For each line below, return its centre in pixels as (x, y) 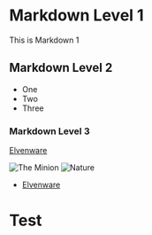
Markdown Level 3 (49, 131)
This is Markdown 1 (44, 40)
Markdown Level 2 (61, 68)
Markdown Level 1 (76, 16)
